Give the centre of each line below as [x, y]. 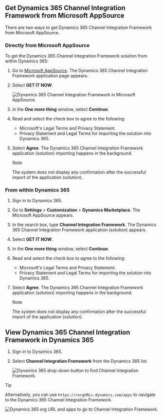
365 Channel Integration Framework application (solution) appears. [79, 230]
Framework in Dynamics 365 [49, 340]
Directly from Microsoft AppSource [47, 45]
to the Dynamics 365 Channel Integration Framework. [59, 400]
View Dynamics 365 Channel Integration [68, 332]
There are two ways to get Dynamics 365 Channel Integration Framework [79, 27]
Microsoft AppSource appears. [43, 215]
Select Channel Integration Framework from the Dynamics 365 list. [80, 361]
